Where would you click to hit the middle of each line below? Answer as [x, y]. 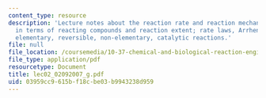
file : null [26, 45]
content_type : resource [47, 15]
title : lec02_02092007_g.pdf [56, 74]
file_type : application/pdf [55, 60]
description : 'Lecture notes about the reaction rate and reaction [122, 23]
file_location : [33, 52]
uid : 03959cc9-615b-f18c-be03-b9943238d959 [81, 81]
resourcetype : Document [47, 67]
